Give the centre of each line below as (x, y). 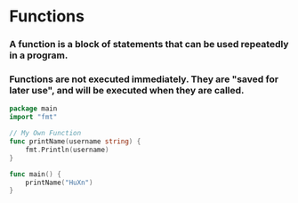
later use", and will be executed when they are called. (127, 91)
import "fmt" (33, 118)
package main (33, 109)
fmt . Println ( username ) (67, 150)
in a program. (39, 55)
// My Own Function (45, 134)
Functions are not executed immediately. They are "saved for (144, 79)
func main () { (36, 174)
